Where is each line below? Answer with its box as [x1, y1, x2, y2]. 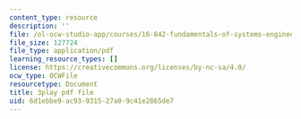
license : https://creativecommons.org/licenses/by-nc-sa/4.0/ [9, 64, 246, 72]
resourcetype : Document [9, 80, 99, 89]
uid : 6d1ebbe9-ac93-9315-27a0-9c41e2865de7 [9, 96, 175, 106]
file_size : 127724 [9, 38, 78, 47]
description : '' [9, 21, 70, 30]
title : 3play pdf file [9, 88, 94, 97]
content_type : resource [9, 13, 99, 22]
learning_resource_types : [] [9, 55, 118, 64]
